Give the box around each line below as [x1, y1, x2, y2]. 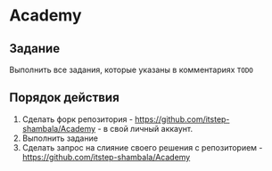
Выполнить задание [21, 133, 98, 143]
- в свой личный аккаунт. [97, 123, 194, 134]
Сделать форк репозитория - [21, 113, 134, 125]
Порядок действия [9, 90, 120, 105]
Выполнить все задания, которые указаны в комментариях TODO [9, 64, 254, 75]
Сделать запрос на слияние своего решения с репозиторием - [21, 142, 263, 152]
